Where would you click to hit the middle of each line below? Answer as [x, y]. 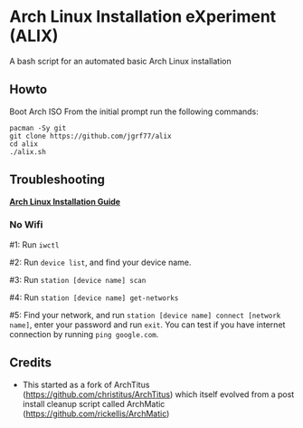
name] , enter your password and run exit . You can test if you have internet [147, 325]
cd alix [24, 144]
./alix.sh [28, 151]
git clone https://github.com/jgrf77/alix [90, 136]
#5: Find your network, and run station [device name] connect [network [145, 315]
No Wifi [26, 225]
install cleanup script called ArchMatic [94, 404]
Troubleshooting [57, 180]
